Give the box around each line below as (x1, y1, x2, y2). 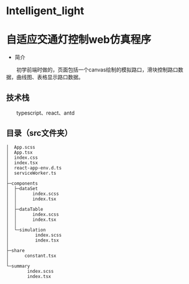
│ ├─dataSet (6, 185, 38, 191)
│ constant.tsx (6, 253, 57, 259)
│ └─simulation (6, 227, 46, 233)
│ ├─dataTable (6, 206, 44, 212)
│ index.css (6, 155, 38, 161)
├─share (6, 247, 25, 253)
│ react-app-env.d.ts (6, 165, 62, 171)
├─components (6, 180, 38, 187)
